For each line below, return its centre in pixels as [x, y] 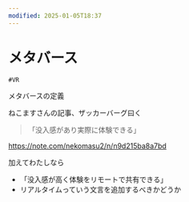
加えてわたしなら [36, 162]
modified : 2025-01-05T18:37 [55, 16]
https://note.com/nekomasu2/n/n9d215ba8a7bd [87, 146]
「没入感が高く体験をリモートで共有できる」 [94, 179]
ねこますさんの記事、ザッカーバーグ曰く [75, 112]
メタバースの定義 [36, 95]
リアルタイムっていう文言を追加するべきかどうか [101, 189]
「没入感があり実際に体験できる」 [84, 130]
